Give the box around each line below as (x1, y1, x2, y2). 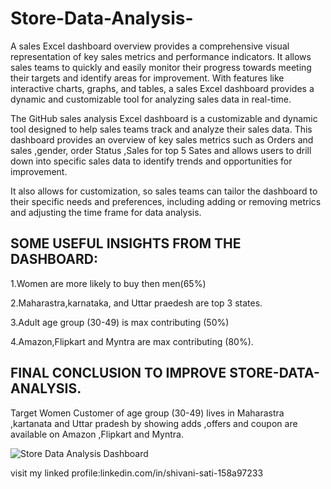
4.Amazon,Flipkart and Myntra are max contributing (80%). (10, 335, 254, 347)
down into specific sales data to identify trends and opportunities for (10, 155, 293, 167)
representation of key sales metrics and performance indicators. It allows (10, 50, 312, 62)
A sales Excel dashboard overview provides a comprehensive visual (10, 40, 290, 52)
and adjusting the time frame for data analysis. (10, 206, 202, 218)
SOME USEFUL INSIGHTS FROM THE (10, 235, 242, 252)
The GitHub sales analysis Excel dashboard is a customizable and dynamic (10, 112, 318, 124)
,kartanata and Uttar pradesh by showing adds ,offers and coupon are (10, 417, 298, 429)
